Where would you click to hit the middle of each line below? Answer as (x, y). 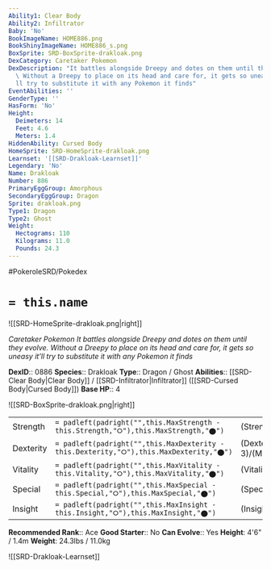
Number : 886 (28, 181)
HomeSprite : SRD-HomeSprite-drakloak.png (79, 151)
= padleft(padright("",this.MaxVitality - (138, 465)
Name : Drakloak (34, 174)
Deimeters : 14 (39, 121)
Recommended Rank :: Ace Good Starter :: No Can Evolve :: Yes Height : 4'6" (135, 532)
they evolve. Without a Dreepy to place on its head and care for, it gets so (131, 347)
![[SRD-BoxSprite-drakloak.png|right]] (72, 404)
